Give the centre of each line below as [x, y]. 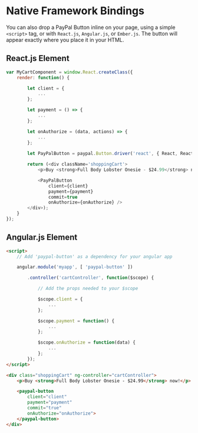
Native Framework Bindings [75, 11]
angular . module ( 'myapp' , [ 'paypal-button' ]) [75, 267]
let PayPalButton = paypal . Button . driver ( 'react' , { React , [103, 154]
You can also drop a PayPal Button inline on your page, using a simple [91, 27]
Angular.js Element [42, 237]
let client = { [46, 88]
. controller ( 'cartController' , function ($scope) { [91, 278]
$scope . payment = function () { [76, 321]
